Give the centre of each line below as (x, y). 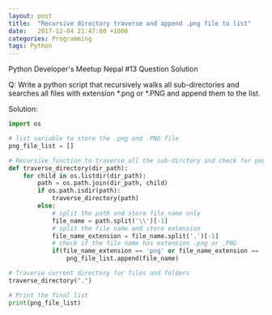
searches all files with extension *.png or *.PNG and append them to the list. (134, 93)
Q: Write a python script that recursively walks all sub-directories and (124, 85)
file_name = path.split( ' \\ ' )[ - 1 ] (110, 221)
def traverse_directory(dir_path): (68, 168)
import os (25, 124)
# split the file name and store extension (126, 228)
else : (47, 206)
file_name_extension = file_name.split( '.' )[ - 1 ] (135, 236)
